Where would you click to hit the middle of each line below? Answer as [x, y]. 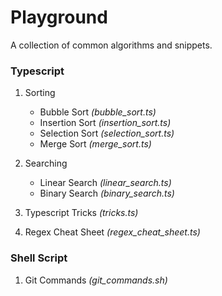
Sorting [40, 93]
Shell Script [39, 258]
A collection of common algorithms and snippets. [111, 45]
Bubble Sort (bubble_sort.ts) [98, 112]
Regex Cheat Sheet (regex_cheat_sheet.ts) [112, 232]
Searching [46, 163]
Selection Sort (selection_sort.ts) [107, 133]
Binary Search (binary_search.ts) [107, 193]
